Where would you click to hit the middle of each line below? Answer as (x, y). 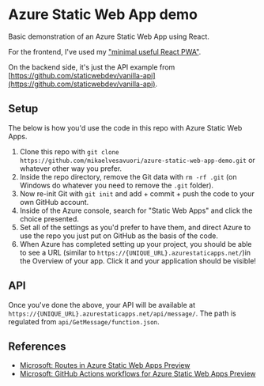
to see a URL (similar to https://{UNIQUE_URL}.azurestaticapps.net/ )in (135, 252)
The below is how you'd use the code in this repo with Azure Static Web (125, 127)
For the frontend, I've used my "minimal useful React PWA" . (105, 51)
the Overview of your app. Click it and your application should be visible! (138, 261)
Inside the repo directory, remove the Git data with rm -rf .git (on (128, 176)
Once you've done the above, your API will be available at (102, 305)
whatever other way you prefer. (71, 168)
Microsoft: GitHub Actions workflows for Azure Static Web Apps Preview (138, 374)
